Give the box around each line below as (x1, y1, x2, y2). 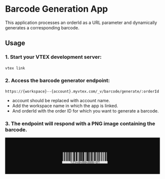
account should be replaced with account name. (12, 97, 110, 103)
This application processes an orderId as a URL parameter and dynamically (5, 20, 157, 25)
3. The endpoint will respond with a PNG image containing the (5, 120, 156, 127)
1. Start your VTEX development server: (5, 54, 102, 61)
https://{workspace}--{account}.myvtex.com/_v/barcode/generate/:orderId (5, 89, 160, 94)
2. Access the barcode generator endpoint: (5, 77, 110, 84)
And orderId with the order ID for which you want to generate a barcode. (12, 108, 159, 113)
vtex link (5, 66, 26, 70)
